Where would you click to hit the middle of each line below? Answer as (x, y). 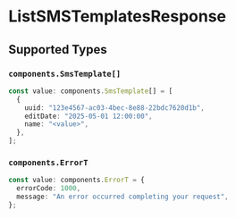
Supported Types (58, 50)
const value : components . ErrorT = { (76, 180)
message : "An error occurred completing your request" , (122, 197)
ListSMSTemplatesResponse (118, 17)
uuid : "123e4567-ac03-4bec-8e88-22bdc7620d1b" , (114, 108)
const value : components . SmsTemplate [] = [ (91, 91)
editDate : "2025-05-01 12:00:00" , (88, 116)
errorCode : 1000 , (49, 189)
